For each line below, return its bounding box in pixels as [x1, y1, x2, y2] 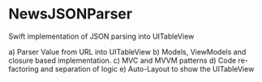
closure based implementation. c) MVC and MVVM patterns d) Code [8, 55, 237, 65]
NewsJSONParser [8, 5, 132, 23]
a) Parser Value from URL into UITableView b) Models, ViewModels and [8, 47, 247, 56]
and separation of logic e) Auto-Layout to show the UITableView [40, 64, 255, 73]
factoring [8, 64, 39, 73]
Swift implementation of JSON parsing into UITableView [8, 31, 195, 41]
